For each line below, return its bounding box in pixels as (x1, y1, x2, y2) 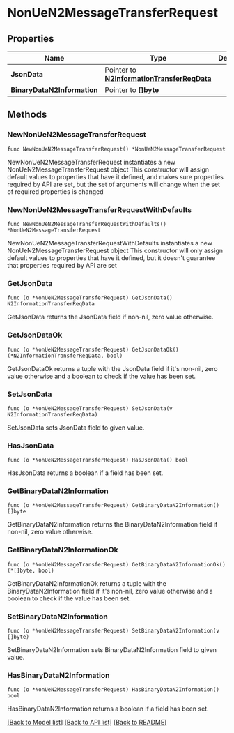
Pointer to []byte (104, 85, 159, 95)
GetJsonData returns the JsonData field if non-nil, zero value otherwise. (7, 312, 214, 322)
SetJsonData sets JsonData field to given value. (7, 423, 145, 432)
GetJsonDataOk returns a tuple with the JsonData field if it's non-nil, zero (7, 364, 218, 372)
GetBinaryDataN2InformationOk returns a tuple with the (7, 579, 167, 587)
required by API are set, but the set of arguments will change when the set (7, 180, 221, 188)
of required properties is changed (7, 187, 104, 196)
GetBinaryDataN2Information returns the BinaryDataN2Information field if (7, 520, 218, 529)
